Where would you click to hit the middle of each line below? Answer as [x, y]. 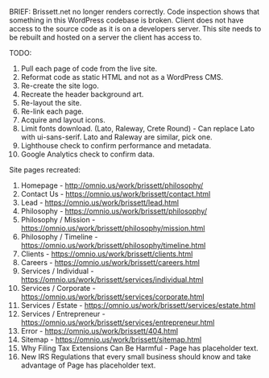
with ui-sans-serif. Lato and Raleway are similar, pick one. [116, 137]
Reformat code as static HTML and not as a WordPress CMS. [122, 77]
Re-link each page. [52, 111]
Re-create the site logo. [60, 85]
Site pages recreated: [45, 170]
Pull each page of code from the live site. [89, 69]
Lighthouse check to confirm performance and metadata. [116, 145]
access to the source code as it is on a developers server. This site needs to [135, 29]
